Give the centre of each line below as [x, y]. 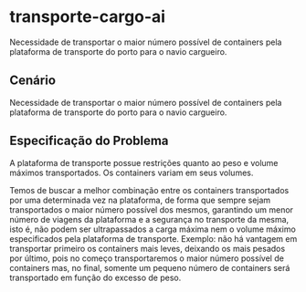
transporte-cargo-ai [88, 17]
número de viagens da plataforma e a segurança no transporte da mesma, [149, 219]
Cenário [33, 81]
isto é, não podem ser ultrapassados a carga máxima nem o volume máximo [153, 229]
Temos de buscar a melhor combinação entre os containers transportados [149, 190]
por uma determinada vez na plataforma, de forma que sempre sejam [140, 200]
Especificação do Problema [89, 141]
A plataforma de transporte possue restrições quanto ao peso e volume [144, 162]
